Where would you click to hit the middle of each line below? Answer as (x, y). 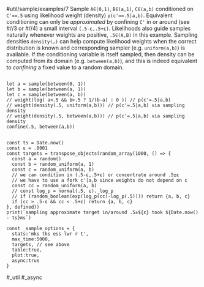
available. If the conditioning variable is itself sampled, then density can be (100, 54)
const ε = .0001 (27, 148)
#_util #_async (25, 277)
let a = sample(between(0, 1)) (46, 84)
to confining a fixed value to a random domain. (65, 67)
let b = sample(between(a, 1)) (46, 89)
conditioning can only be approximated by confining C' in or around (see (98, 22)
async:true (26, 261)
